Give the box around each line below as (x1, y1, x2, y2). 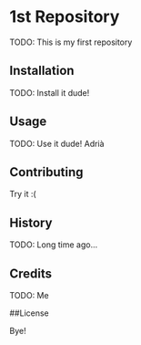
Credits (9, 266, 53, 281)
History (9, 214, 53, 230)
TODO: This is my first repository (9, 37, 133, 47)
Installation (9, 63, 75, 78)
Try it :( (9, 189, 36, 200)
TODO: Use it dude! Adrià (9, 138, 105, 149)
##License (9, 308, 50, 319)
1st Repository (9, 6, 120, 27)
